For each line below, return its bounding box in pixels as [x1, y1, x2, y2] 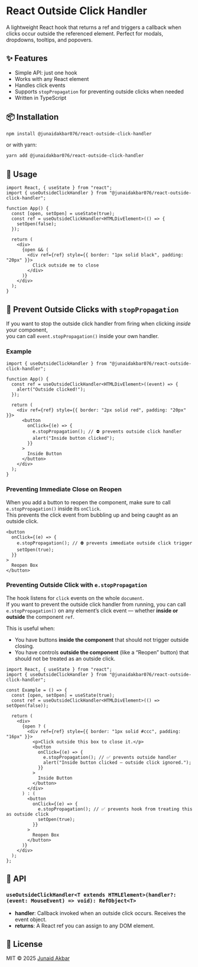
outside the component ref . [6, 613, 75, 620]
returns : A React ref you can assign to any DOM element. [14, 922, 155, 929]
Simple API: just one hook [14, 69, 77, 76]
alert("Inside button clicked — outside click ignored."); [43, 760, 192, 765]
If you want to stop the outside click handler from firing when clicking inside [6, 320, 191, 327]
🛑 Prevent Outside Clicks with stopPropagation [6, 304, 179, 314]
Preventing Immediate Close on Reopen [6, 485, 122, 494]
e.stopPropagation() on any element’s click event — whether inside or [6, 607, 178, 614]
